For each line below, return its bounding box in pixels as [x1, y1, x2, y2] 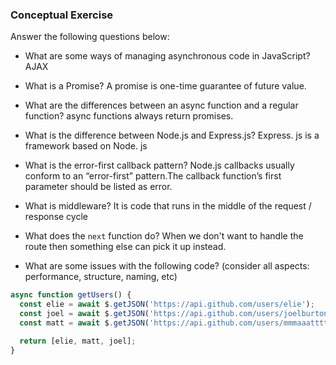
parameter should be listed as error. [24, 181, 173, 193]
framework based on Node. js [24, 140, 148, 152]
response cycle [24, 211, 88, 223]
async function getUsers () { [10, 290, 132, 300]
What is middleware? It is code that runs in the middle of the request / [24, 200, 312, 212]
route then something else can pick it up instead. [24, 241, 227, 253]
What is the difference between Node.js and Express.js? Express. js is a [24, 129, 320, 142]
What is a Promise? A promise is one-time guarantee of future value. [24, 80, 307, 92]
